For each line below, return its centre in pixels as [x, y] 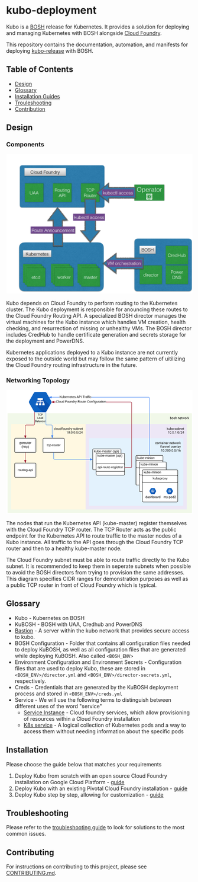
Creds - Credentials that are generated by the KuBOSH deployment [96, 687]
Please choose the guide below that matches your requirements [84, 764]
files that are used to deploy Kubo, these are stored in [80, 668]
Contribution [30, 109]
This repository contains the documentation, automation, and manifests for [97, 44]
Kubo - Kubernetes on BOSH [49, 618]
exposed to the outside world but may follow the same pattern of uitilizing [96, 359]
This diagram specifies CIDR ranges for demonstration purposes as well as [97, 579]
